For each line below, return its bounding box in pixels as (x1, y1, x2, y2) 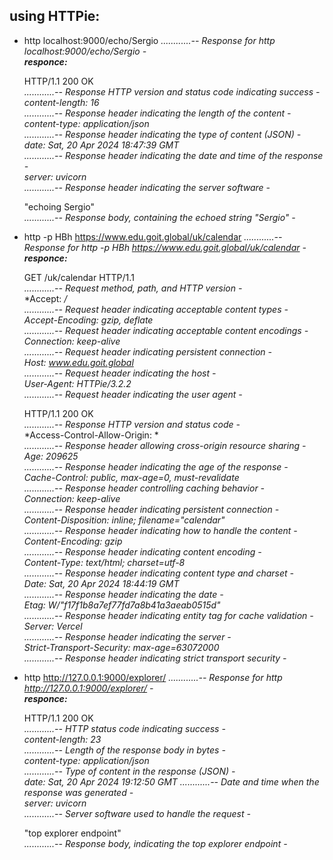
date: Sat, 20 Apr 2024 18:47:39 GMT (23, 139, 180, 151)
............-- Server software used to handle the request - (23, 807, 251, 819)
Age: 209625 (23, 450, 79, 462)
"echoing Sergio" (23, 200, 96, 213)
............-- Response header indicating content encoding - (23, 545, 262, 558)
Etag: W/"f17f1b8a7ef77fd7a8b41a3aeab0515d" (23, 599, 221, 611)
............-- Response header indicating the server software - (23, 181, 271, 193)
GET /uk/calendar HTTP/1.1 (23, 271, 135, 283)
